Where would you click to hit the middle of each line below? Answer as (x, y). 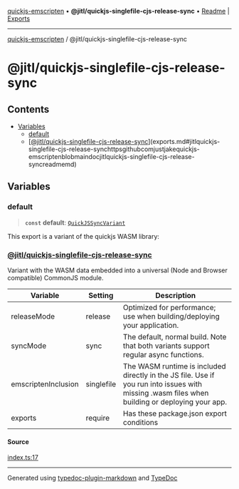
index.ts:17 (23, 458)
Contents (28, 109)
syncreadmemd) (52, 164)
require (98, 418)
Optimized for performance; (170, 307)
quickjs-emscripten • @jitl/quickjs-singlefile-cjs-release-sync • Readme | (118, 11)
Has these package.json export (175, 413)
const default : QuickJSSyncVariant (75, 222)
